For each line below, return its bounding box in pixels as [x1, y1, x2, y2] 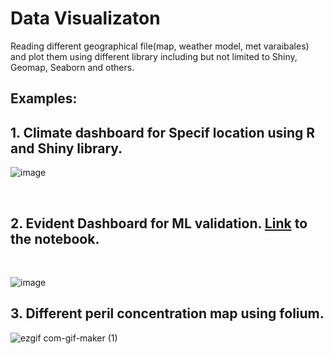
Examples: [10, 90, 78, 107]
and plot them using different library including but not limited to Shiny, [10, 50, 298, 62]
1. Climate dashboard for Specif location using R [10, 124, 316, 141]
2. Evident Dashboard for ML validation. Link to [10, 215, 308, 232]
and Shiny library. [10, 140, 123, 157]
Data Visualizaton [10, 7, 161, 30]
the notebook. [10, 230, 100, 247]
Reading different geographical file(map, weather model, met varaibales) [10, 40, 310, 52]
